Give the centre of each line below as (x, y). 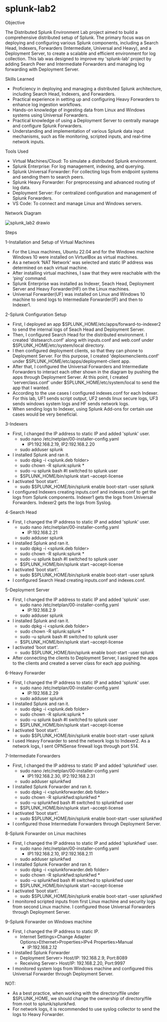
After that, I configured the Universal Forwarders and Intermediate (80, 366)
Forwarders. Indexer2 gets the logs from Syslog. (62, 503)
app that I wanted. (31, 388)
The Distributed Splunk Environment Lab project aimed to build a (72, 32)
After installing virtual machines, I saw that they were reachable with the (86, 273)
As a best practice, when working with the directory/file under (76, 993)
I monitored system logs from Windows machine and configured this (83, 968)
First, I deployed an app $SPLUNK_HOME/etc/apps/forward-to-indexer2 (86, 324)
